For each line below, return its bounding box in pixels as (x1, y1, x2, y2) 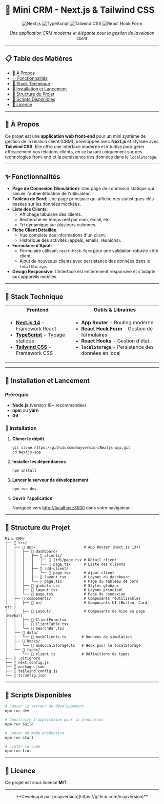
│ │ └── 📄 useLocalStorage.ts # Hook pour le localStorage (5, 643, 141, 648)
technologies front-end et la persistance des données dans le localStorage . (5, 154, 158, 160)
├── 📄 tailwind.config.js (5, 669, 58, 674)
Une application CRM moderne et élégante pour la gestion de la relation (9, 30, 155, 36)
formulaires (81, 332, 107, 339)
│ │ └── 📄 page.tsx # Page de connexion (5, 592, 125, 597)
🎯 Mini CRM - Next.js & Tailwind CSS (5, 4, 155, 16)
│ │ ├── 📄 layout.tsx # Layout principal (5, 588, 123, 592)
